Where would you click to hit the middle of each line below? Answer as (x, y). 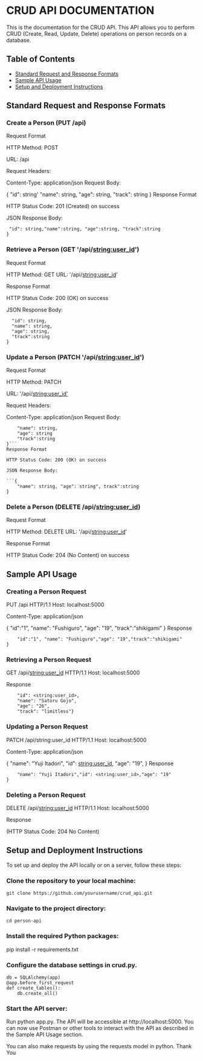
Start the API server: (37, 1008)
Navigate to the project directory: (56, 908)
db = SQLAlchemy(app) (34, 978)
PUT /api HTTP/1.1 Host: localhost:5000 (55, 605)
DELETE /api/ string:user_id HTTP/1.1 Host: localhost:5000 (78, 808)
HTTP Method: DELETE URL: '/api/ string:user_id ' (67, 532)
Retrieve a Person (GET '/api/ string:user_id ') (73, 250)
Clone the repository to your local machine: (71, 881)
